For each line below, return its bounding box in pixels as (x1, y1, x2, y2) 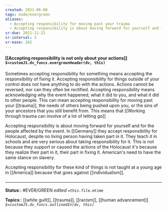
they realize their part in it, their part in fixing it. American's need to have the (5, 149, 162, 155)
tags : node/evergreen (5, 12, 50, 17)
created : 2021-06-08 (5, 7, 48, 12)
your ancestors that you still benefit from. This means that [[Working (5, 108, 145, 114)
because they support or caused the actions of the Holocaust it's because (5, 144, 158, 150)
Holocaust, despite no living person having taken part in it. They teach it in (5, 133, 158, 139)
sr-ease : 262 (5, 40, 32, 45)
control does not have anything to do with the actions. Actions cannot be (5, 81, 154, 87)
